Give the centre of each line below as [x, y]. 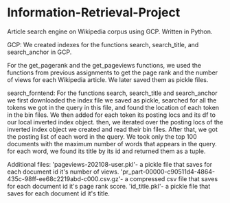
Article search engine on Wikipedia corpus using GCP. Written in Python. [110, 31]
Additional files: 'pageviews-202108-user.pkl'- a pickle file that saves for [110, 164]
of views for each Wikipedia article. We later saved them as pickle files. [108, 79]
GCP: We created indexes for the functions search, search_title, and [103, 44]
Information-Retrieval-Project [94, 13]
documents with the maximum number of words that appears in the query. [112, 144]
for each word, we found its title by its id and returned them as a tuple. [106, 151]
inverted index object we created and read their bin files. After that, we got [113, 129]
